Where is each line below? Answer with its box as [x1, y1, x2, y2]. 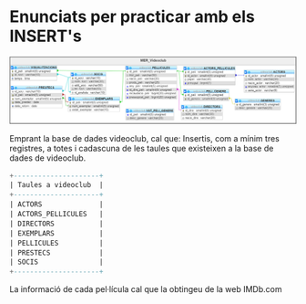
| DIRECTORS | [9, 219, 104, 228]
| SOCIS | [9, 257, 104, 267]
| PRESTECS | [9, 248, 104, 257]
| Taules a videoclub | [9, 181, 104, 190]
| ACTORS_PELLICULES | [9, 210, 104, 219]
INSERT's [9, 26, 82, 47]
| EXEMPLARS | [9, 228, 104, 238]
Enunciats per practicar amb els [9, 6, 255, 27]
